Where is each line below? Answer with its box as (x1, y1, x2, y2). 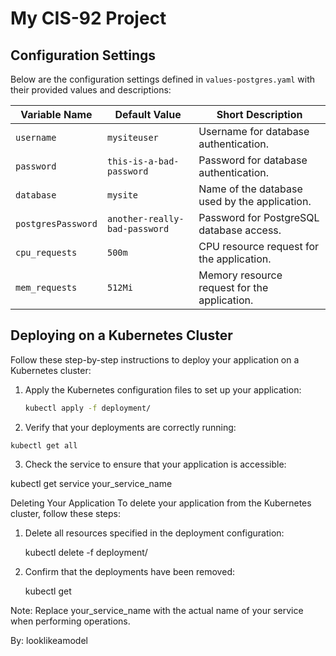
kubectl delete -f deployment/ (24, 546, 148, 558)
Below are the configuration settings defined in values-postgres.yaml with (10, 73, 315, 85)
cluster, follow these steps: (10, 507, 122, 519)
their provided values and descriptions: (10, 84, 172, 96)
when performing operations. (10, 615, 131, 627)
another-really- (106, 213, 185, 224)
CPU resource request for (198, 240, 320, 253)
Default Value (114, 108, 182, 121)
